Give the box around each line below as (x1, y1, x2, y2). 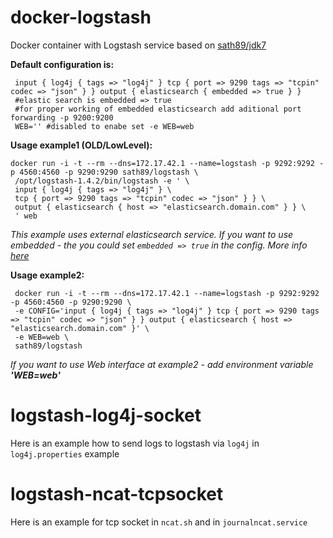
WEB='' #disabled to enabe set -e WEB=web (14, 121, 195, 131)
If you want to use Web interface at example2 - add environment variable (10, 358, 314, 370)
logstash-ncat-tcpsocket (10, 483, 224, 506)
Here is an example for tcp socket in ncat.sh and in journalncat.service (10, 516, 308, 528)
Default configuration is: (10, 58, 115, 70)
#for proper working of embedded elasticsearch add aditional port (14, 104, 302, 114)
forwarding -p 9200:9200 (10, 112, 114, 123)
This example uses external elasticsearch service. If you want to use (10, 228, 294, 240)
